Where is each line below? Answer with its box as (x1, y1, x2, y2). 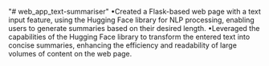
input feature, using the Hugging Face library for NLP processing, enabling (8, 15, 255, 25)
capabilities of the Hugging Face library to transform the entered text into (8, 32, 251, 41)
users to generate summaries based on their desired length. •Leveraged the (8, 24, 260, 33)
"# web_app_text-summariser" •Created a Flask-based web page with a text (8, 7, 261, 16)
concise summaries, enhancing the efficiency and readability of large (8, 41, 237, 50)
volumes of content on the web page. (8, 49, 132, 58)
